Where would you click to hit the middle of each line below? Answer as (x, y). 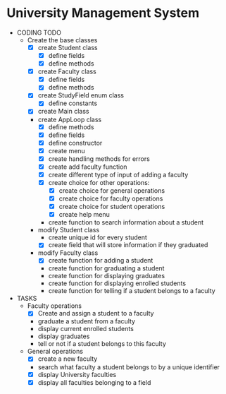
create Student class (68, 47)
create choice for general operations (112, 191)
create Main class (63, 112)
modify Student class (69, 230)
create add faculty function (88, 167)
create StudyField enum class (81, 95)
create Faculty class (67, 71)
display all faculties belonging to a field (94, 382)
